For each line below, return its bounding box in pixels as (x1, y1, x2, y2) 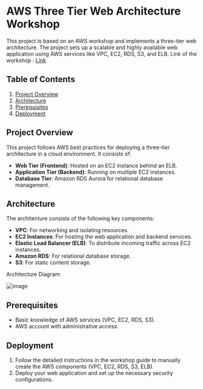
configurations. (15, 376, 53, 383)
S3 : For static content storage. (15, 259, 92, 266)
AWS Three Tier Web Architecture (6, 4, 181, 18)
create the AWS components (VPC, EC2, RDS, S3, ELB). (15, 363, 155, 370)
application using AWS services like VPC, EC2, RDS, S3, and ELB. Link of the (6, 50, 197, 57)
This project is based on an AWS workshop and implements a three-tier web (6, 37, 197, 44)
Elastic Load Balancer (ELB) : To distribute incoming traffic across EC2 (15, 239, 191, 247)
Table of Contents (6, 74, 76, 84)
